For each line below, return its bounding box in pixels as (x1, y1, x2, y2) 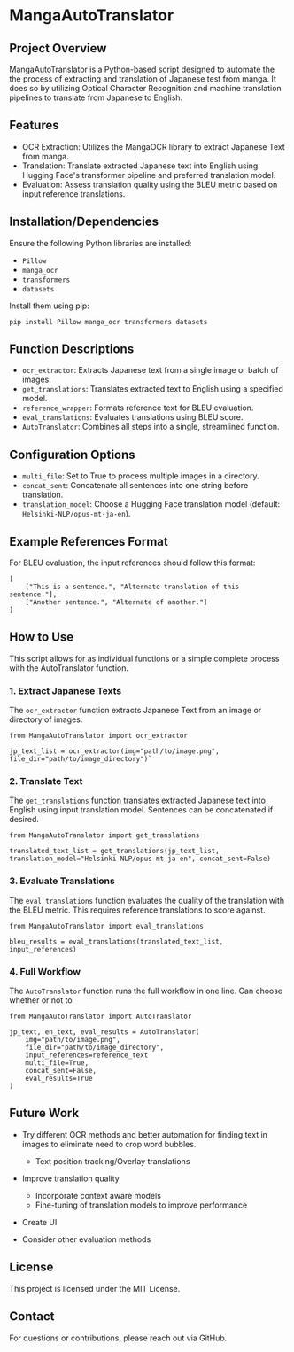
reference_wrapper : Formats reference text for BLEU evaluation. (21, 402, 254, 413)
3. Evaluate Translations (9, 874, 115, 887)
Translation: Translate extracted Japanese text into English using (21, 160, 259, 171)
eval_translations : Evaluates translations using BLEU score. (21, 412, 244, 423)
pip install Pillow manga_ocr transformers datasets (9, 317, 208, 326)
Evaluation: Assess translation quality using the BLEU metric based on (21, 179, 278, 190)
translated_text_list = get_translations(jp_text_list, (9, 847, 220, 856)
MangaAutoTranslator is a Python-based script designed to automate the (9, 64, 275, 74)
